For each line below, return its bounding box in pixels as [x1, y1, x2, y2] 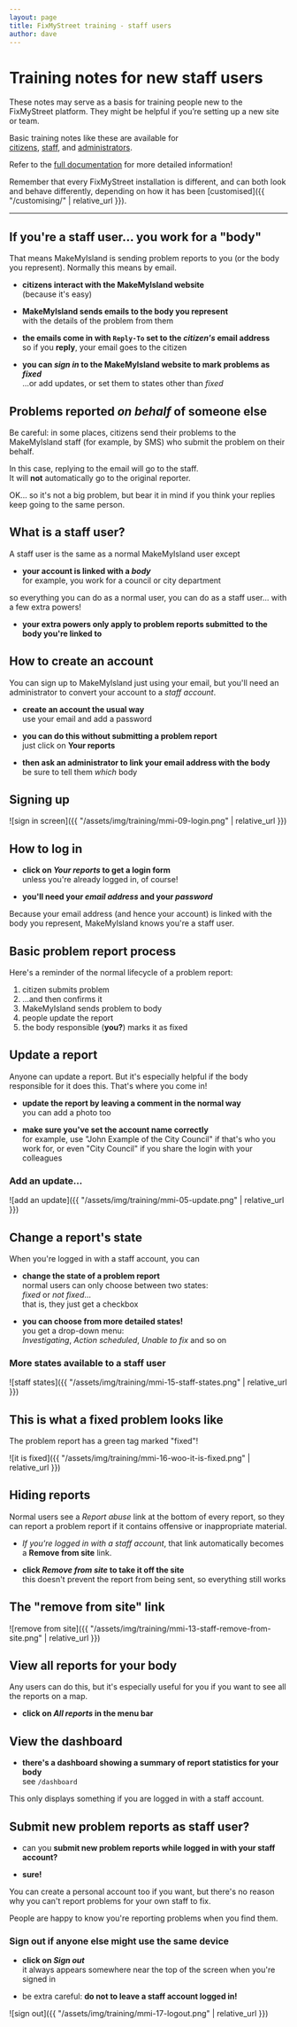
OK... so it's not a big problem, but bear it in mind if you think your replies [9, 489, 276, 501]
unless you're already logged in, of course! [21, 874, 179, 885]
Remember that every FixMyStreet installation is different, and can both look [9, 176, 286, 187]
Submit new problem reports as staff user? [9, 1819, 250, 1834]
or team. [9, 116, 40, 127]
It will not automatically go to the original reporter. [9, 472, 192, 483]
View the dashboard [9, 1734, 123, 1749]
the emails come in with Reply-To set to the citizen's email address [21, 333, 270, 344]
